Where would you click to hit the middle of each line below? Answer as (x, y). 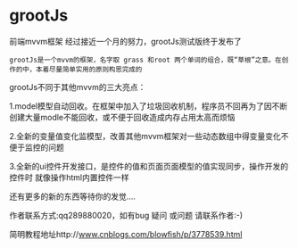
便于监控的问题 (37, 147)
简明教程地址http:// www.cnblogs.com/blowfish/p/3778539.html (126, 234)
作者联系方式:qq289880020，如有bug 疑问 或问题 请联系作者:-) (126, 215)
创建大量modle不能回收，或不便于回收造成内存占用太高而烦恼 (122, 117)
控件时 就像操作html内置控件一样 (69, 177)
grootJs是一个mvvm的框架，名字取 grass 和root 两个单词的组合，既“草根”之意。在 (146, 60)
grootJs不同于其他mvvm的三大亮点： (78, 87)
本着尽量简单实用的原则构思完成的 (89, 69)
